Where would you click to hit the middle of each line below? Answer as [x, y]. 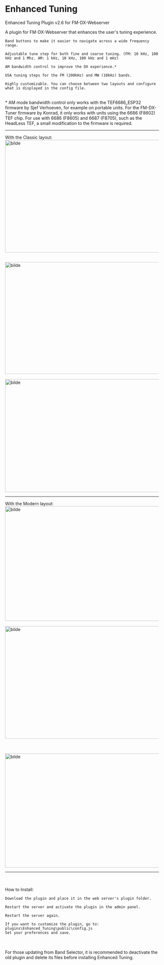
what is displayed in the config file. [46, 88]
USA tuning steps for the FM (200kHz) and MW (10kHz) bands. [69, 75]
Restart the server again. [32, 916]
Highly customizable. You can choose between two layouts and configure [81, 84]
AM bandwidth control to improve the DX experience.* [61, 67]
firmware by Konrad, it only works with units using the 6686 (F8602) [86, 113]
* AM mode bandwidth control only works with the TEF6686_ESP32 [73, 102]
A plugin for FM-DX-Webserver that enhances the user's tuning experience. [81, 32]
